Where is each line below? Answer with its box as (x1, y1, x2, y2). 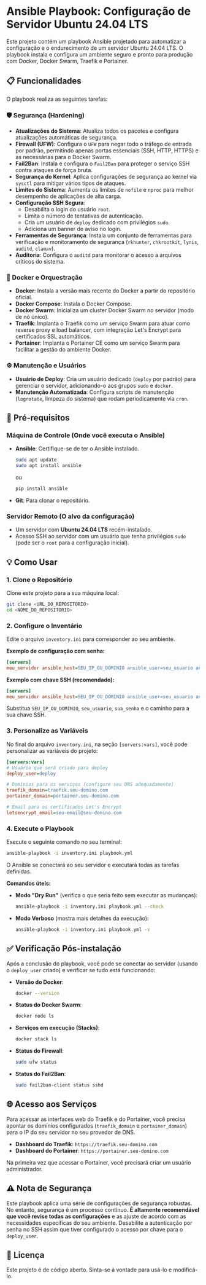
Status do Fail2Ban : (15, 1071, 66, 1078)
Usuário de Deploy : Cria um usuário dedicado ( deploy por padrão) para (15, 375, 196, 382)
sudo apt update (15, 457, 57, 463)
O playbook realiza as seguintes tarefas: (6, 95, 108, 103)
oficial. (15, 294, 32, 301)
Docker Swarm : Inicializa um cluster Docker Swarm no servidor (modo (15, 307, 194, 314)
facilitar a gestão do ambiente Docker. (15, 346, 112, 353)
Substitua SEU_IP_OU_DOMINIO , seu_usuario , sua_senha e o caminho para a (6, 705, 190, 712)
